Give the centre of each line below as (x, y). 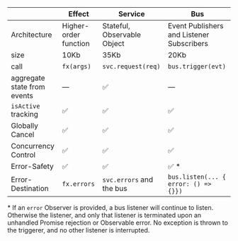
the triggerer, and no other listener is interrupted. (79, 230)
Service (131, 14)
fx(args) (76, 66)
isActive (25, 106)
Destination (30, 188)
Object (114, 43)
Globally (25, 125)
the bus (115, 188)
